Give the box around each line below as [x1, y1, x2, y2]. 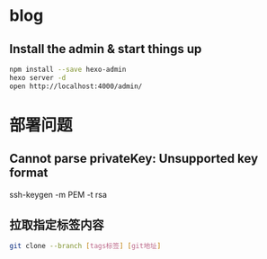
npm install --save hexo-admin [9, 65, 127, 74]
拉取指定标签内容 [9, 218, 104, 233]
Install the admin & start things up [9, 41, 202, 57]
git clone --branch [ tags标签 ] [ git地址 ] [9, 242, 162, 251]
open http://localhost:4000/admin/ [9, 82, 143, 91]
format [9, 165, 49, 181]
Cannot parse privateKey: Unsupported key [9, 151, 259, 166]
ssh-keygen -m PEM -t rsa [9, 189, 108, 200]
